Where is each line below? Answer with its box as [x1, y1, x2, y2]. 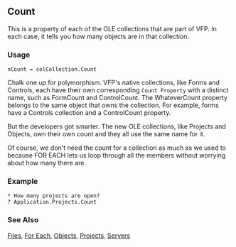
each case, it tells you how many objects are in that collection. [7, 32, 190, 40]
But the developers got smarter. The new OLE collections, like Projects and [7, 122, 226, 131]
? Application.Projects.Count [7, 199, 97, 206]
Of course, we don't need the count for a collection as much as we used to [7, 143, 226, 152]
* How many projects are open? [7, 192, 100, 199]
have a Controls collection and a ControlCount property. [7, 109, 171, 117]
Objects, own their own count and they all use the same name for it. [7, 130, 205, 138]
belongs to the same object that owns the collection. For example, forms [7, 101, 219, 109]
